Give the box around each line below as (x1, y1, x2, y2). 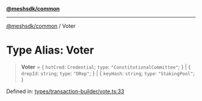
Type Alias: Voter (6, 43, 94, 57)
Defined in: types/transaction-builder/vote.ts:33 (6, 87, 124, 95)
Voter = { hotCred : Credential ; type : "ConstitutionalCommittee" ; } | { (20, 63, 191, 70)
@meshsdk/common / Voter (6, 22, 76, 29)
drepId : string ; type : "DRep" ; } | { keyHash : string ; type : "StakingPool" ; (20, 69, 195, 77)
